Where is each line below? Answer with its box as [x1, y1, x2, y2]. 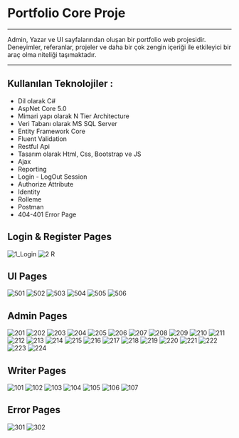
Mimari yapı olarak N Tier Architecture [17, 112, 129, 120]
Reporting [17, 165, 48, 173]
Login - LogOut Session [17, 172, 87, 181]
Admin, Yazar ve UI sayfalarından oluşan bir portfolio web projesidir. [7, 35, 206, 43]
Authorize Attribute [17, 179, 74, 188]
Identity [17, 187, 41, 196]
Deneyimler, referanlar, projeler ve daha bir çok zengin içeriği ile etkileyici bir [7, 43, 231, 51]
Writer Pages [7, 365, 66, 377]
